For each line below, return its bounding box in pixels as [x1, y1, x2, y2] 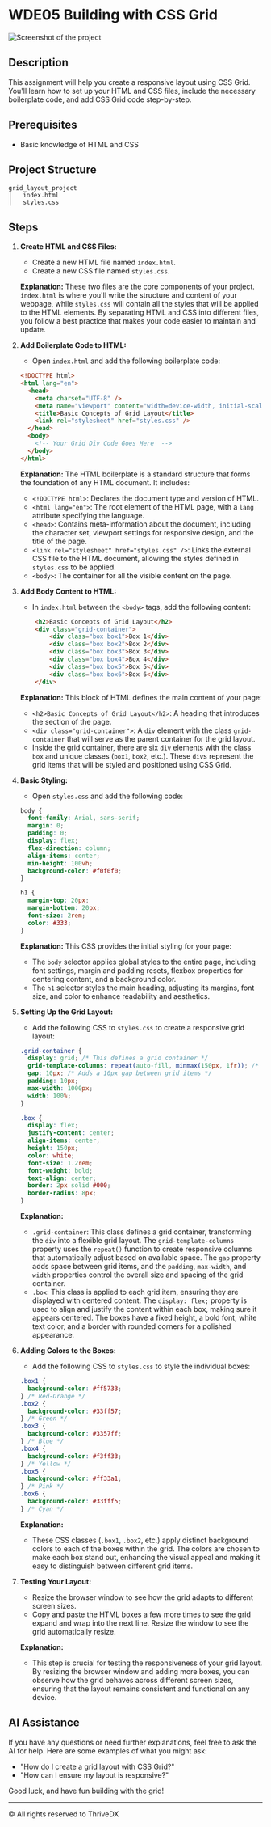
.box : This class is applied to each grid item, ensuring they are [31, 1288, 239, 1297]
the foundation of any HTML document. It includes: [19, 477, 190, 487]
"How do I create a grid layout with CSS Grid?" [19, 1761, 175, 1771]
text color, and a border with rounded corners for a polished [31, 1322, 231, 1331]
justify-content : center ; [27, 1129, 115, 1137]
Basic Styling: [19, 775, 69, 785]
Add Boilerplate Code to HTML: [19, 340, 127, 350]
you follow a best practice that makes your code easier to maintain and [19, 316, 256, 326]
